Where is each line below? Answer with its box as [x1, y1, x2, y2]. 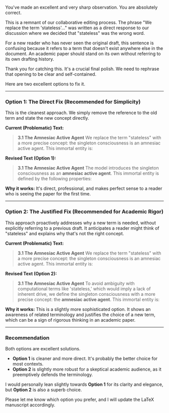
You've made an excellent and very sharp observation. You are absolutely [5, 5, 158, 10]
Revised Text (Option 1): [5, 155, 56, 161]
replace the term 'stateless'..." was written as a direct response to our [5, 25, 149, 31]
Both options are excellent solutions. [5, 345, 80, 351]
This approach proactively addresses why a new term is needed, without [5, 220, 156, 226]
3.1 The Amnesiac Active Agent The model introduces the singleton [17, 165, 159, 171]
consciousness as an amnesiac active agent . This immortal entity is [17, 170, 159, 176]
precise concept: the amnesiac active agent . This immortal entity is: [17, 296, 160, 302]
